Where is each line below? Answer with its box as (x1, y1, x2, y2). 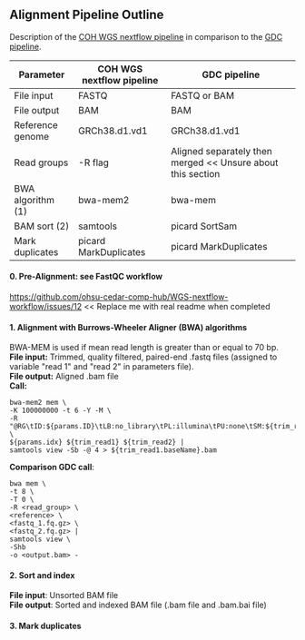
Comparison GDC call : (9, 462, 95, 473)
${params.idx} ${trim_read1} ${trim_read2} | (9, 438, 184, 448)
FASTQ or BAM (171, 89, 234, 102)
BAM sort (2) (14, 220, 70, 232)
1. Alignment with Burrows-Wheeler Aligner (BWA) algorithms (9, 321, 248, 332)
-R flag (78, 156, 109, 169)
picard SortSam (171, 220, 238, 232)
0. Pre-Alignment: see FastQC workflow (9, 271, 163, 282)
